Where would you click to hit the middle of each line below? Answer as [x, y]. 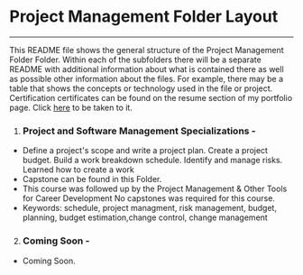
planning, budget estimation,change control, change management [145, 217]
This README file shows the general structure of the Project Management [147, 50]
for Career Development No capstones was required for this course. [148, 198]
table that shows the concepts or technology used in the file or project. [141, 88]
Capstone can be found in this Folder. [92, 179]
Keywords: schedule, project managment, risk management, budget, [150, 208]
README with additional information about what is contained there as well [147, 69]
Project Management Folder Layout [144, 17]
